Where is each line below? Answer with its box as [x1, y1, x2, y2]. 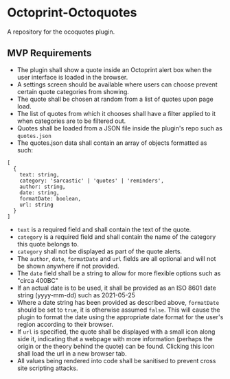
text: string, [19, 171, 60, 178]
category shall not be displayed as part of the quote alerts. [16, 247, 183, 255]
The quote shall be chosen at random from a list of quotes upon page [16, 95, 214, 103]
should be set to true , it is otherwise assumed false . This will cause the [16, 306, 220, 314]
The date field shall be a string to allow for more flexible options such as [16, 269, 221, 277]
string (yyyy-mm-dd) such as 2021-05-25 [16, 290, 136, 299]
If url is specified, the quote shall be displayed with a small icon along [16, 328, 216, 336]
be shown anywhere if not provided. [16, 262, 119, 270]
